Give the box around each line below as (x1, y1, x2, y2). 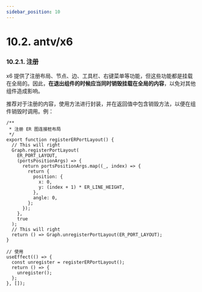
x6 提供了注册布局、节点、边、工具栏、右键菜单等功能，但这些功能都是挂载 (6, 72, 194, 80)
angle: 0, (32, 195, 58, 201)
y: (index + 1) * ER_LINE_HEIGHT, (38, 185, 125, 191)
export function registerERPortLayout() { (6, 137, 114, 143)
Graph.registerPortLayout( (11, 147, 79, 154)
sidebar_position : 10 (6, 8, 61, 15)
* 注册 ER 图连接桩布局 (8, 126, 61, 133)
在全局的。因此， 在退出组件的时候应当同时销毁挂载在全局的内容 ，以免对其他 (6, 80, 196, 87)
